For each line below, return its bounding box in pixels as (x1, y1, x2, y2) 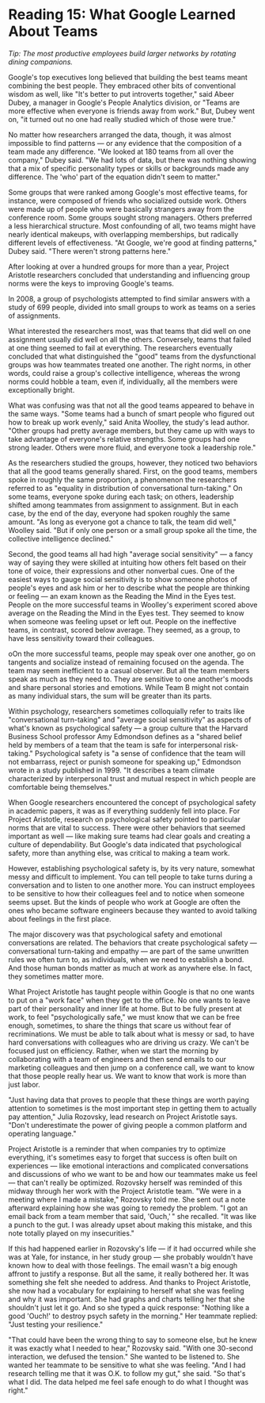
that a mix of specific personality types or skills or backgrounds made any (8, 163, 249, 173)
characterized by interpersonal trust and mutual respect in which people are (8, 773, 256, 783)
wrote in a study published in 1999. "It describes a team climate (8, 765, 215, 775)
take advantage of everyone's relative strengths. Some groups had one (8, 434, 240, 443)
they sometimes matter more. (8, 972, 104, 981)
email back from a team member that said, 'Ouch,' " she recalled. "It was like (8, 1211, 257, 1221)
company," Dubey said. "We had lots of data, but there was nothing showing (8, 155, 257, 164)
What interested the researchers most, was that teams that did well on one (8, 326, 252, 335)
